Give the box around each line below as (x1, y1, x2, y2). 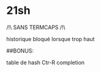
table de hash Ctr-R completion (6, 59, 85, 66)
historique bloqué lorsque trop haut (6, 35, 95, 42)
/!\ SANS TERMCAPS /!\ (6, 24, 66, 31)
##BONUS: (6, 47, 34, 54)
